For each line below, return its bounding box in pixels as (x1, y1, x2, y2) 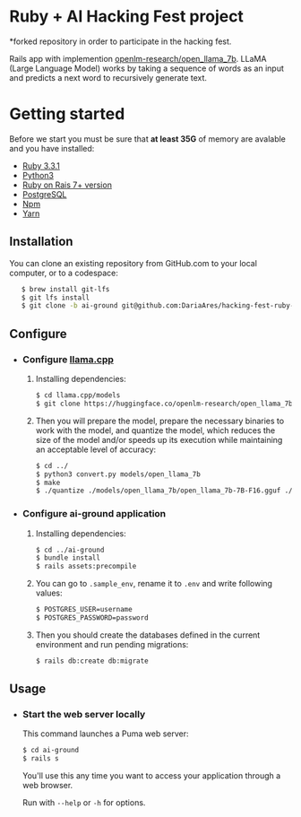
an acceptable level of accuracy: (35, 444, 157, 455)
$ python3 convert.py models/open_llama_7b (35, 469, 202, 479)
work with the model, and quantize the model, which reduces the (35, 424, 276, 436)
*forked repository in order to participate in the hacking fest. (9, 36, 232, 47)
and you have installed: (9, 143, 95, 153)
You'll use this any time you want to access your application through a (21, 770, 281, 781)
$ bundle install (35, 553, 101, 562)
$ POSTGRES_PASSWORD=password (35, 613, 150, 622)
